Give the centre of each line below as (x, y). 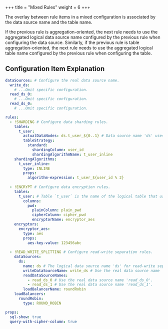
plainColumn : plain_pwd (56, 210)
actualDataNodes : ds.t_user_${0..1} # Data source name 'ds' (88, 136)
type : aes (33, 233)
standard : (38, 145)
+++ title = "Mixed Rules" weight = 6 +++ (48, 7)
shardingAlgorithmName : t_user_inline (72, 154)
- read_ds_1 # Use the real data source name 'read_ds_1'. (90, 284)
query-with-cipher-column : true (43, 321)
